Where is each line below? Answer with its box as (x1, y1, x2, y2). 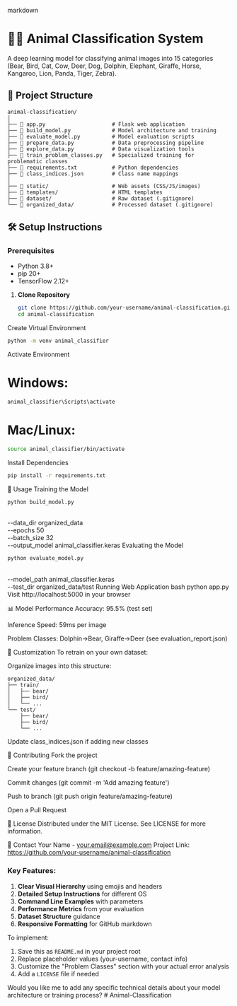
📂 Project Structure (7, 90, 93, 102)
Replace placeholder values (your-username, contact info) (17, 954, 188, 963)
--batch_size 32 (7, 534, 54, 542)
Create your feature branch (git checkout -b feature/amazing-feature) (7, 765, 211, 773)
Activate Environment (7, 350, 70, 359)
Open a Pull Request (7, 806, 67, 814)
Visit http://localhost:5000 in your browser (7, 590, 131, 599)
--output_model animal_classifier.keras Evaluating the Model (7, 541, 184, 550)
